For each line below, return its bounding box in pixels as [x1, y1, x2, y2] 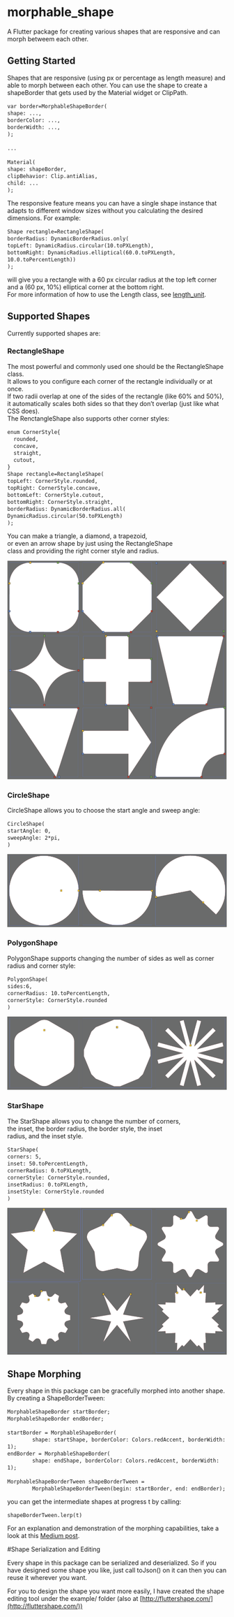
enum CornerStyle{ [7, 428, 61, 435]
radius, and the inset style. [7, 1131, 84, 1140]
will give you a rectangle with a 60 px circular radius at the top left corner [7, 275, 217, 284]
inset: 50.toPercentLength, [7, 1160, 89, 1167]
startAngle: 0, [7, 827, 52, 835]
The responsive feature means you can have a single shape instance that [7, 198, 217, 207]
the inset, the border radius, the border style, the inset [7, 1124, 162, 1133]
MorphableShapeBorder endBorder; [7, 1416, 104, 1423]
